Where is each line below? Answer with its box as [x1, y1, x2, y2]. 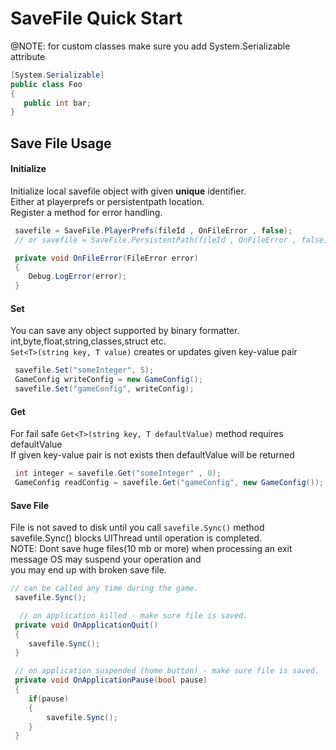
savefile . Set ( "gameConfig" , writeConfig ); [14, 384, 195, 394]
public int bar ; [23, 98, 92, 108]
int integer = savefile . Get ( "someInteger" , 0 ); [14, 468, 222, 479]
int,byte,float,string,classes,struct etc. [10, 335, 167, 347]
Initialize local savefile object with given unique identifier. [10, 185, 247, 197]
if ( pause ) [28, 693, 70, 704]
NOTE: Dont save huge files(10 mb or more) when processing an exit [10, 543, 293, 555]
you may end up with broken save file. [10, 564, 167, 576]
